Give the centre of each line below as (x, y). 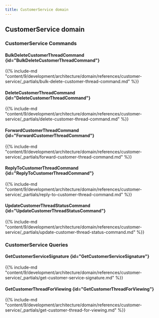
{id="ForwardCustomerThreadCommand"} (50, 136)
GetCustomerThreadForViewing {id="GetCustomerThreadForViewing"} (80, 289)
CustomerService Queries (37, 245)
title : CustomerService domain (37, 10)
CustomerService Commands (41, 43)
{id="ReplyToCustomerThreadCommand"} (50, 173)
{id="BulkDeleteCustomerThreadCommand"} (52, 60)
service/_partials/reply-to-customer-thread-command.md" (64, 194)
